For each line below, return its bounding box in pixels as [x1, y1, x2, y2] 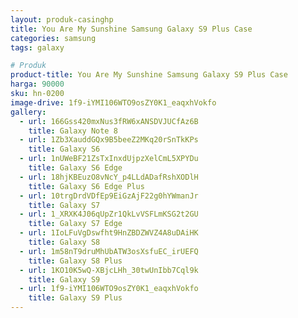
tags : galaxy [10, 42, 65, 53]
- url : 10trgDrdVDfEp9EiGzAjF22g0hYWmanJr [19, 191, 199, 201]
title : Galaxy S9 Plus [28, 293, 123, 303]
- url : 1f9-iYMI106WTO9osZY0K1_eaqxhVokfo [19, 284, 199, 294]
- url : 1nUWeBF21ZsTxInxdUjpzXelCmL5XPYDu [19, 154, 199, 164]
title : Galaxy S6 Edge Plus [28, 181, 145, 191]
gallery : [10, 107, 47, 117]
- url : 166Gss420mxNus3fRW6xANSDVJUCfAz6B [19, 116, 199, 126]
